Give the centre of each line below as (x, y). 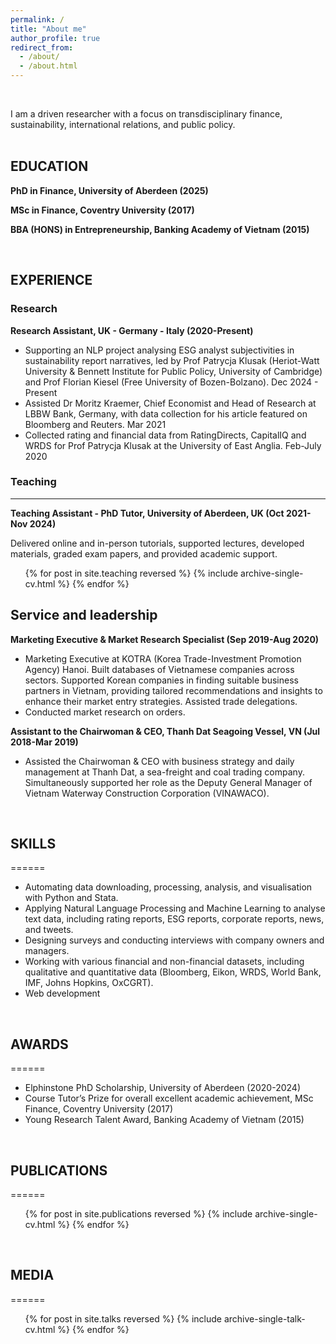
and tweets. (49, 930)
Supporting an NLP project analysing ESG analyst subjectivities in (159, 350)
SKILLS (33, 844)
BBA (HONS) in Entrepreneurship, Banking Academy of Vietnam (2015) (160, 229)
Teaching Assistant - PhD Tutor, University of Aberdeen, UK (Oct (147, 513)
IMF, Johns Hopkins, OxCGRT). (89, 983)
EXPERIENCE (51, 280)
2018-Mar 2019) (44, 742)
